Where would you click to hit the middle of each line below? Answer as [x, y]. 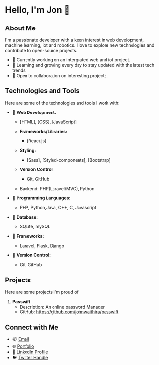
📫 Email [21, 339]
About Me [20, 28]
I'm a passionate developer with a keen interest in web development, [74, 40]
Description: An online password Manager [62, 307]
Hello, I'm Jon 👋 [38, 10]
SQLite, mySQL [35, 226]
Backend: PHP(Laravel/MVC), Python [57, 188]
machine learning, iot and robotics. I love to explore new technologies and [80, 45]
